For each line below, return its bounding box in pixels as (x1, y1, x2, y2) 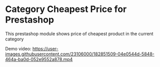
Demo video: (5, 45, 31, 51)
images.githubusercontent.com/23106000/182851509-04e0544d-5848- (5, 51, 155, 57)
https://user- (32, 45, 58, 51)
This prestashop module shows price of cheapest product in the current (5, 30, 153, 36)
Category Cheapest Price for (5, 3, 127, 15)
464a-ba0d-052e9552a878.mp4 (5, 56, 73, 62)
